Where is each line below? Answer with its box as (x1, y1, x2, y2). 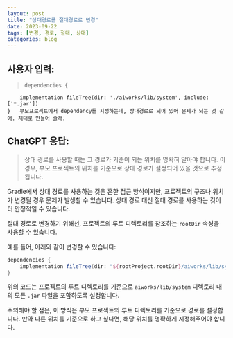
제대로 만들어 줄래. (18, 115, 66, 122)
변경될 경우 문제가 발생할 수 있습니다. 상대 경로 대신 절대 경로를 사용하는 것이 (14, 195, 222, 204)
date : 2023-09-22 (7, 23, 58, 30)
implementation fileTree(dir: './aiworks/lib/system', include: (19, 94, 209, 101)
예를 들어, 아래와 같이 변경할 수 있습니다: (7, 242, 116, 251)
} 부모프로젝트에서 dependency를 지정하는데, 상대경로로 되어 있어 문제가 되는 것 (7, 107, 216, 114)
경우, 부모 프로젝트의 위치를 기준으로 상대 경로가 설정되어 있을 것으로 (24, 163, 209, 172)
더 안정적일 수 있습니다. (7, 204, 71, 213)
